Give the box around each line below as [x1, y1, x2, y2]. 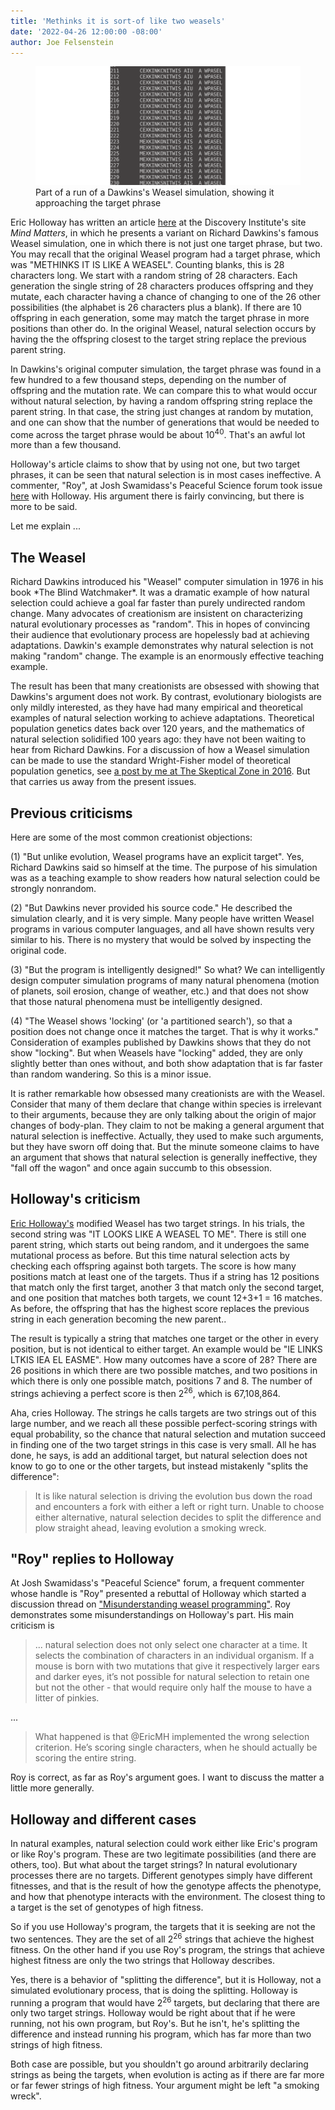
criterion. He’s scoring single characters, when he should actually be [34, 1741, 318, 1754]
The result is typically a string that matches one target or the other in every [10, 1332, 319, 1344]
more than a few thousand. [10, 439, 122, 451]
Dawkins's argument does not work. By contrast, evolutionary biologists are [10, 691, 323, 703]
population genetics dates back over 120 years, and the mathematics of [10, 723, 305, 735]
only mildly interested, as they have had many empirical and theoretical [10, 701, 303, 714]
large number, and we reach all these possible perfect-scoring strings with [10, 1417, 318, 1429]
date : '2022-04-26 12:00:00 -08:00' [10, 26, 163, 37]
